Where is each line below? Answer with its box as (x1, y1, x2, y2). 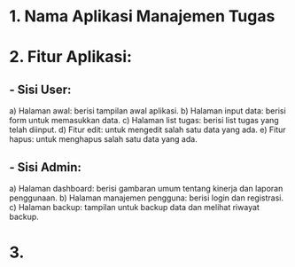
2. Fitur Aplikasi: (9, 47, 133, 67)
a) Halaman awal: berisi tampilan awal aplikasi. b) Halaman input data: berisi (9, 106, 286, 116)
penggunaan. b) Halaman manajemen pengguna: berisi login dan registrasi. (9, 192, 283, 203)
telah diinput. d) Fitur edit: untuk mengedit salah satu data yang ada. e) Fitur (9, 124, 286, 135)
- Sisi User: (9, 82, 72, 97)
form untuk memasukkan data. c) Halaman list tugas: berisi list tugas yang (9, 115, 279, 126)
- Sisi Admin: (9, 160, 82, 175)
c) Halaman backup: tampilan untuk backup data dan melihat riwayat (9, 202, 260, 212)
